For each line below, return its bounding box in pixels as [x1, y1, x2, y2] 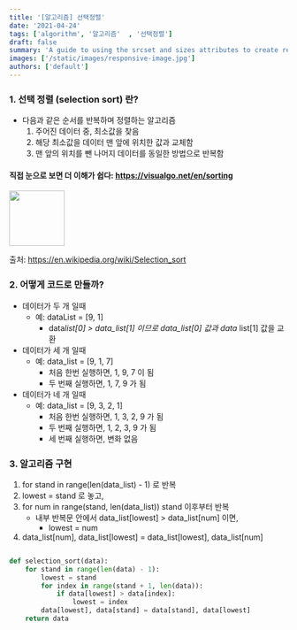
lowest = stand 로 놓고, [21, 490, 104, 501]
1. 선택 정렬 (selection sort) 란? [9, 93, 139, 105]
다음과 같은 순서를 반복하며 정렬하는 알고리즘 [21, 115, 177, 126]
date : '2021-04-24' [9, 21, 81, 30]
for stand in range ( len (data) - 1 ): [25, 565, 161, 573]
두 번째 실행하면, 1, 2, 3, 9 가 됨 [48, 422, 157, 433]
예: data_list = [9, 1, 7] [34, 356, 114, 366]
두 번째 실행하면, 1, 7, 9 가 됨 [48, 378, 147, 388]
